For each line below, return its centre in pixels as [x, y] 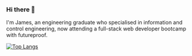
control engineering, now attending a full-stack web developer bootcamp [96, 29]
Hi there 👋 [21, 10]
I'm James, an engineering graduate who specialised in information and [95, 23]
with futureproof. [27, 35]
